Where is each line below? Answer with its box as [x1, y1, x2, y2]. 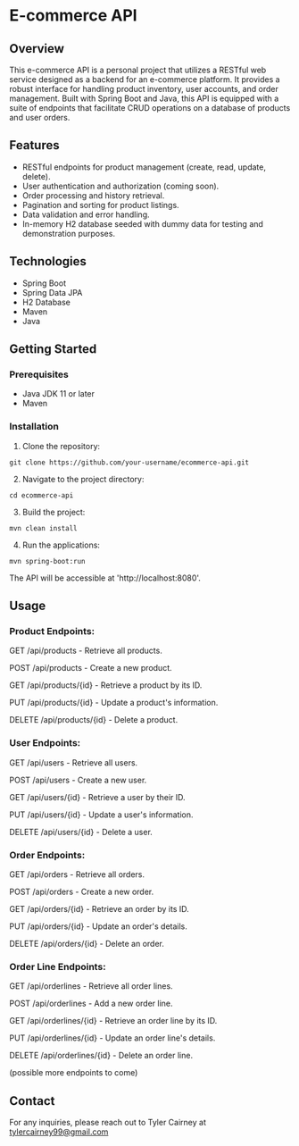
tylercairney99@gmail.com [9, 1126, 109, 1137]
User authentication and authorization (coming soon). [21, 180, 220, 191]
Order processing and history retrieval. [21, 189, 165, 201]
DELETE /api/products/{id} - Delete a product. [9, 715, 179, 725]
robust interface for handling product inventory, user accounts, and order [9, 84, 278, 94]
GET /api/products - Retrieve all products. [9, 645, 162, 657]
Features [9, 138, 60, 153]
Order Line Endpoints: [9, 960, 106, 973]
